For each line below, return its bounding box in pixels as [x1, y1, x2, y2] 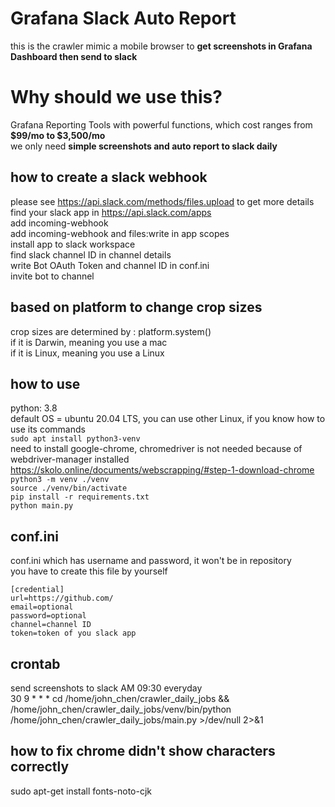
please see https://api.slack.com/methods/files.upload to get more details [10, 195, 315, 207]
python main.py [10, 501, 74, 511]
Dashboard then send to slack [10, 50, 138, 62]
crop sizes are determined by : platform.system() [10, 325, 212, 337]
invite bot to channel [10, 270, 95, 282]
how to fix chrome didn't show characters [10, 743, 276, 760]
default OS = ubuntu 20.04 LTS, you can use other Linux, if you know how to [10, 413, 326, 425]
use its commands [10, 423, 86, 436]
